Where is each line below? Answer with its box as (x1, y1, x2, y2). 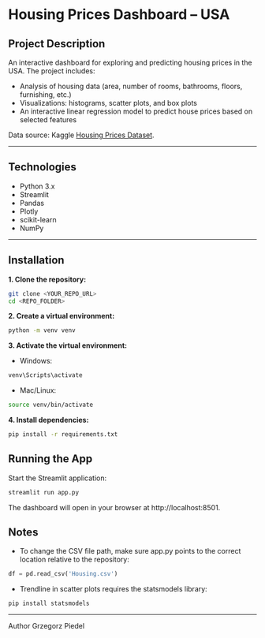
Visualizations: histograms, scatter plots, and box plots (19, 99, 197, 107)
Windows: (19, 356, 53, 366)
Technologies (8, 160, 77, 174)
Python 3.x (19, 181, 55, 191)
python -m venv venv (8, 326, 77, 334)
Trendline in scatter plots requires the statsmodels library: (19, 584, 207, 594)
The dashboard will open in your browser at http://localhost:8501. (8, 502, 221, 512)
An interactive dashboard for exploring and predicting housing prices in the (8, 58, 252, 67)
